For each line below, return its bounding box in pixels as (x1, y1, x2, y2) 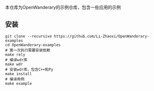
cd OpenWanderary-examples (5, 42, 61, 47)
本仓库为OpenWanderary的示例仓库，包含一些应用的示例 (5, 4, 121, 10)
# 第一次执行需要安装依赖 (5, 48, 51, 53)
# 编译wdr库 (5, 57, 28, 62)
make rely (5, 52, 26, 57)
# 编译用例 (5, 77, 25, 82)
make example (5, 81, 32, 86)
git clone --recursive (5, 34, 52, 39)
